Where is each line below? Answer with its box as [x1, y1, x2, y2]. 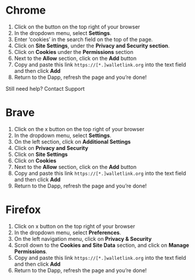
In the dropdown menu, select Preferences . [14, 229, 122, 236]
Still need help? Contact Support [5, 85, 85, 92]
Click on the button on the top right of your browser [14, 23, 140, 30]
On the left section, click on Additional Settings [14, 138, 131, 145]
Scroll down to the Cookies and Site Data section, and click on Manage [14, 241, 190, 249]
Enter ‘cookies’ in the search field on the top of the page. [14, 36, 154, 43]
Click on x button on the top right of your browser [14, 222, 136, 230]
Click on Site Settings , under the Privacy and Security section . [14, 42, 170, 49]
